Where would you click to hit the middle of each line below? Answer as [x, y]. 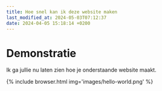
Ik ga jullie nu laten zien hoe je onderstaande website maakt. [81, 70]
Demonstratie [41, 53]
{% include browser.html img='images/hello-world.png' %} [80, 82]
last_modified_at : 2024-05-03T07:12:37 [57, 18]
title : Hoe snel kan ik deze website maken [62, 12]
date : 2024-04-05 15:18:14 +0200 [48, 23]
